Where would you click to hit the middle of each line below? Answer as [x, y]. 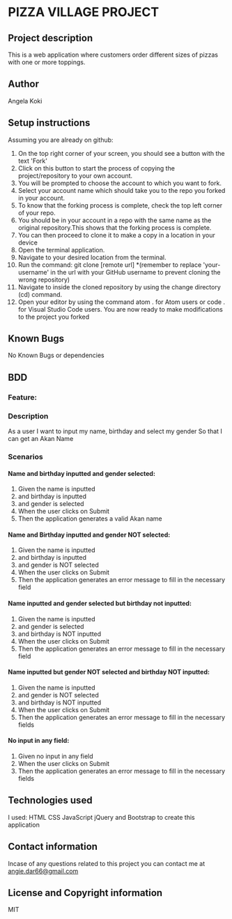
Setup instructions [49, 123]
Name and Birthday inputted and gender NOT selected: [89, 535]
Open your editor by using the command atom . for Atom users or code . [122, 302]
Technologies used [50, 801]
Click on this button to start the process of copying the [96, 168]
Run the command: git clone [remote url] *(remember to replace [110, 265]
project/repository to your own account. [75, 175]
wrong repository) [44, 280]
